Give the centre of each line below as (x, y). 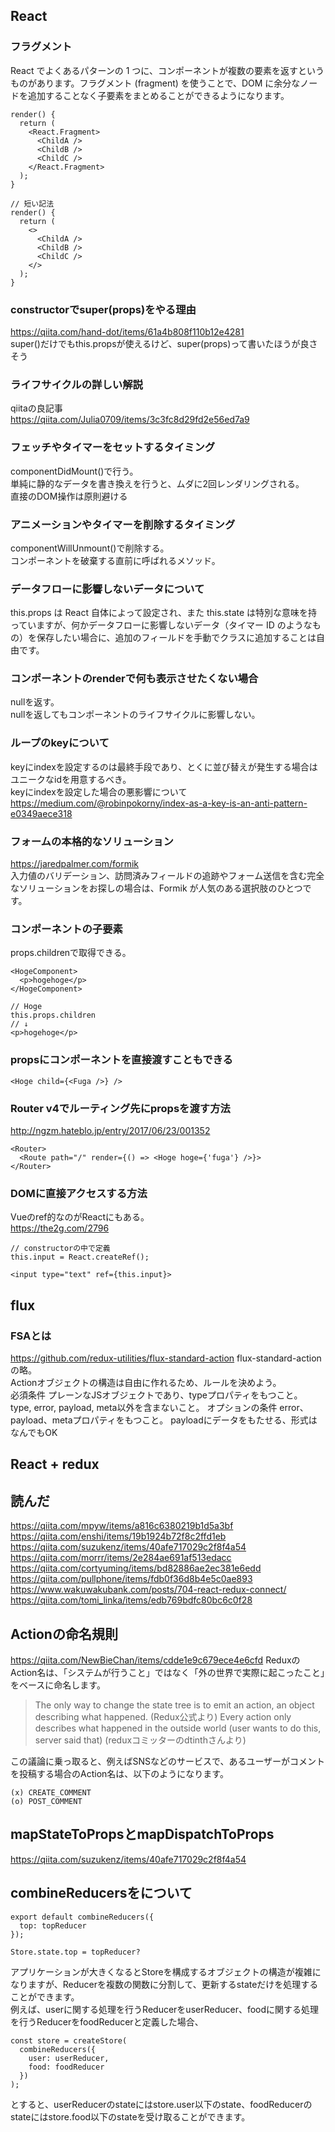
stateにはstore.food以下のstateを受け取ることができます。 (130, 2116)
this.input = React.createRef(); (80, 1257)
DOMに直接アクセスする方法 (79, 1193)
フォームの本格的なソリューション (92, 841)
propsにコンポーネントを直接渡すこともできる (121, 1060)
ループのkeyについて (60, 743)
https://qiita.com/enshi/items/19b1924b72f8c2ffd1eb (118, 1536)
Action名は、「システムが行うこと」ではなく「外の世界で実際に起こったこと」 (167, 1672)
